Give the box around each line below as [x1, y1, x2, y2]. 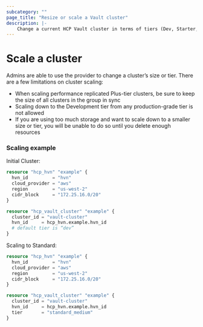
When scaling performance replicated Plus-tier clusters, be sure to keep [14, 90, 195, 97]
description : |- [6, 20, 47, 26]
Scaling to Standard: [6, 242, 57, 249]
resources [14, 128, 40, 136]
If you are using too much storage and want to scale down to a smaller [14, 116, 190, 123]
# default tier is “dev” [11, 225, 74, 231]
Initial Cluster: [6, 157, 40, 165]
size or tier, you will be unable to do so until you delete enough [14, 122, 171, 130]
